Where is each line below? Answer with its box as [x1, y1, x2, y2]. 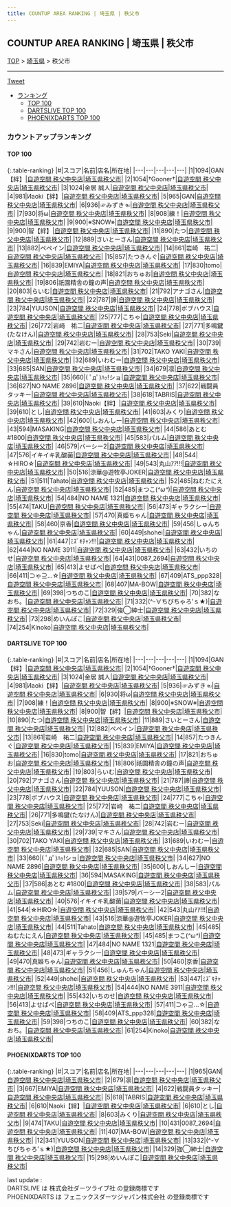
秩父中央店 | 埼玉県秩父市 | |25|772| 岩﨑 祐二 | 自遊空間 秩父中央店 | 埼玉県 [14, 801, 219, 810]
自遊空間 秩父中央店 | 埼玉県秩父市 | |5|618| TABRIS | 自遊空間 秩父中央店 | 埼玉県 [7, 1093, 223, 1101]
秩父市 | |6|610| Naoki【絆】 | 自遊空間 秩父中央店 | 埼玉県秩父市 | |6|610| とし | [7, 1101, 217, 1110]
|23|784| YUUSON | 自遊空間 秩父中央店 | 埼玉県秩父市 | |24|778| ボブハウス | [7, 304, 214, 312]
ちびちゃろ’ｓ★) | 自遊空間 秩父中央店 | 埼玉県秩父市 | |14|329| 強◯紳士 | [7, 1144, 205, 1153]
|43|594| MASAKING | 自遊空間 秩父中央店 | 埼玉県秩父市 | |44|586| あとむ [7, 425, 208, 433]
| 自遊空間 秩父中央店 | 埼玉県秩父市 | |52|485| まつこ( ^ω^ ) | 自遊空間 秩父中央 [13, 485, 222, 493]
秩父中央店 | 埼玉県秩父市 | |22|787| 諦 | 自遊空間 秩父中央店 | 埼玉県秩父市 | [14, 295, 215, 303]
